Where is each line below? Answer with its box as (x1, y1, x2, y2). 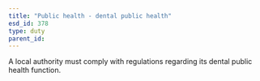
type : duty (8, 27, 45, 35)
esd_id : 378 (8, 19, 49, 28)
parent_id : (8, 34, 45, 43)
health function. (8, 66, 62, 75)
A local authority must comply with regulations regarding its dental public (8, 57, 253, 66)
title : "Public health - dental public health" (8, 11, 173, 20)
